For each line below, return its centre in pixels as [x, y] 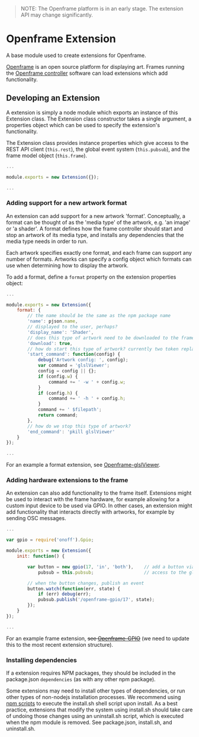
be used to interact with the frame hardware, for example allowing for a [93, 499]
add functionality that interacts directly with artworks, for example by [90, 512]
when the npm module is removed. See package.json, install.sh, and [89, 722]
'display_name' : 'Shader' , [61, 332]
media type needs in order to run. [47, 241]
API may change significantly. [57, 15]
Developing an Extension [53, 98]
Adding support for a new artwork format [67, 203]
